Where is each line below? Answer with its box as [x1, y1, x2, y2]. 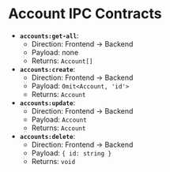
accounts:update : [19, 98, 76, 107]
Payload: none [31, 47, 79, 57]
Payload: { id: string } [31, 148, 112, 158]
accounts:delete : [19, 131, 76, 140]
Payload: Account [31, 114, 87, 124]
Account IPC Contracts [8, 5, 162, 23]
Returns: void [31, 156, 76, 166]
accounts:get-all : [19, 31, 79, 40]
